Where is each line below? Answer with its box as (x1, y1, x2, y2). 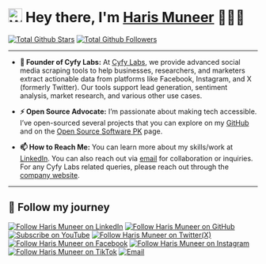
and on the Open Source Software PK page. (19, 126, 163, 136)
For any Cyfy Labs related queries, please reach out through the (19, 162, 230, 172)
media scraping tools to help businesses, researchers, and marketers (19, 66, 245, 75)
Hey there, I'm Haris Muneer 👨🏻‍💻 (25, 9, 245, 27)
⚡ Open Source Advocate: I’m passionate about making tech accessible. (19, 107, 257, 116)
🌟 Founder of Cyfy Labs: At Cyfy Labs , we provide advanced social (19, 57, 241, 66)
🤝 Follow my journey (8, 201, 110, 214)
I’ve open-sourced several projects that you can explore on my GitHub (19, 118, 249, 127)
